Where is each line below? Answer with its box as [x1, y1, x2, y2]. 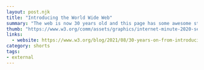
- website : [12, 37, 39, 43]
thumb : [6, 26, 23, 32]
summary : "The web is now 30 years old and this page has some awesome [6, 20, 191, 26]
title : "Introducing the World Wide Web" [6, 15, 113, 21]
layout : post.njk [6, 9, 50, 15]
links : [6, 32, 23, 38]
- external [6, 54, 34, 60]
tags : [6, 49, 20, 55]
